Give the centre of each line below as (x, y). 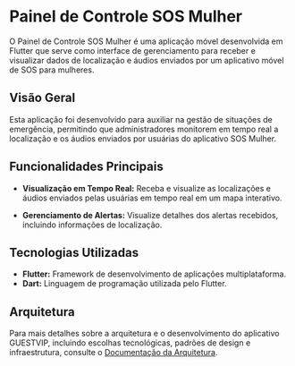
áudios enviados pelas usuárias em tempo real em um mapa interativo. (152, 198)
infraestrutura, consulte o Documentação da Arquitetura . (114, 353)
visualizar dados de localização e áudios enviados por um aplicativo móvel (147, 60)
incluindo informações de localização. (92, 225)
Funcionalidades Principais (86, 167)
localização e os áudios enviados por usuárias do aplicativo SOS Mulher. (143, 138)
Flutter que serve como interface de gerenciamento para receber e (133, 50)
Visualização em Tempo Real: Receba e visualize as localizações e (146, 188)
